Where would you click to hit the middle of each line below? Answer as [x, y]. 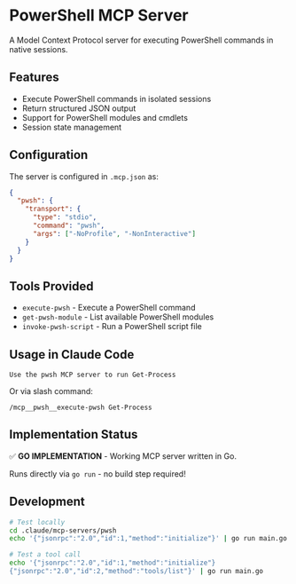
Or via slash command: [51, 391]
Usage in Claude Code [72, 355]
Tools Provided [51, 286]
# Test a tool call [45, 555]
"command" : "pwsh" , [68, 226]
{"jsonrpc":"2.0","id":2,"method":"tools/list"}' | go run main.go [136, 572]
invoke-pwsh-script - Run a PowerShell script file [112, 327]
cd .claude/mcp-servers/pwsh [63, 530]
